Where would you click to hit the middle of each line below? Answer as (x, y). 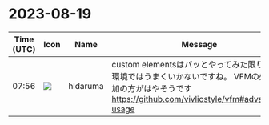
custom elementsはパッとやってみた (180, 64)
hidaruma (86, 86)
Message (199, 44)
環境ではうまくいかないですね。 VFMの (186, 76)
